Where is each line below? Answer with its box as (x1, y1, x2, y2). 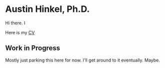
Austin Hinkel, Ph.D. (5, 3, 90, 15)
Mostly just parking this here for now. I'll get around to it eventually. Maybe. (5, 57, 160, 63)
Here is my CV (5, 29, 35, 35)
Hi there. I (5, 20, 25, 26)
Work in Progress (5, 44, 60, 53)
